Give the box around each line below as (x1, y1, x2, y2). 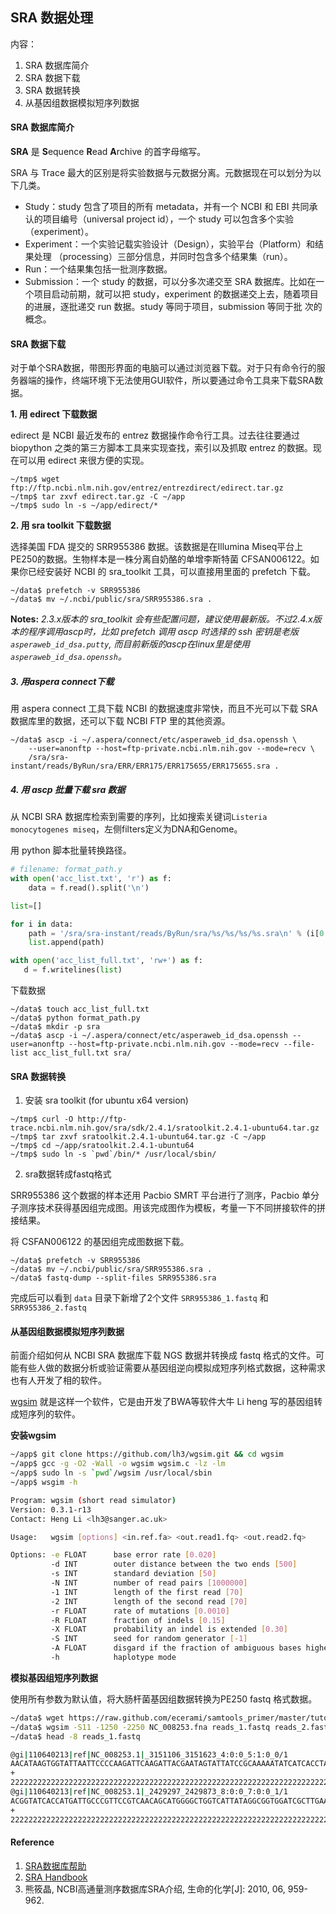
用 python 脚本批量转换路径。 (10, 844, 132, 857)
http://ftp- (77, 1114, 128, 1125)
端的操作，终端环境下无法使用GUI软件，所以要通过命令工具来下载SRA (27, 374, 315, 387)
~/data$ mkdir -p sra (10, 1022, 101, 1032)
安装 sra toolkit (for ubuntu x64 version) (24, 1094, 189, 1107)
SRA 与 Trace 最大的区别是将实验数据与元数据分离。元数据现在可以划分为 (10, 167, 313, 179)
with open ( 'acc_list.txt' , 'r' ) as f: (10, 874, 172, 884)
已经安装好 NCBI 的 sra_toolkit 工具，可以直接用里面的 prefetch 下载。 (27, 566, 316, 578)
